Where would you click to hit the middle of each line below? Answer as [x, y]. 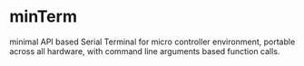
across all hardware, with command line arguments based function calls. [145, 51]
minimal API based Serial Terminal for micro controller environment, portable [152, 42]
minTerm [43, 17]
